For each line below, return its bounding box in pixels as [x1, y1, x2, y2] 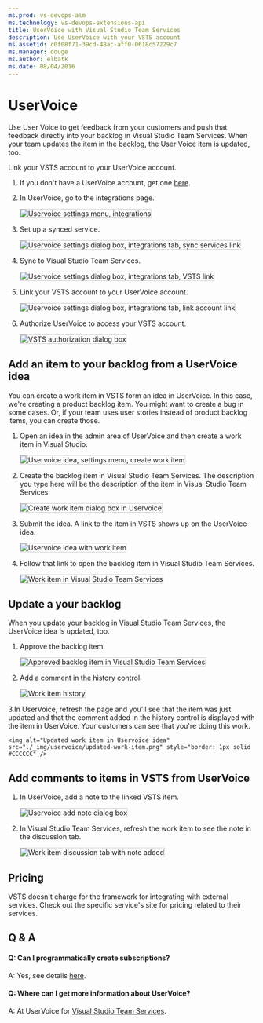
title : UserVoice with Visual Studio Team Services [8, 26, 181, 34]
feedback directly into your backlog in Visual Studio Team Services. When [8, 130, 248, 140]
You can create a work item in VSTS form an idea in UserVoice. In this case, [8, 390, 253, 400]
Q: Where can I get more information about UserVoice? [8, 988, 191, 998]
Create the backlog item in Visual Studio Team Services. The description [19, 470, 254, 480]
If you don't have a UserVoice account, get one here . [19, 177, 191, 187]
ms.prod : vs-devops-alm [8, 11, 86, 20]
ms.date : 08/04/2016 [8, 63, 76, 71]
